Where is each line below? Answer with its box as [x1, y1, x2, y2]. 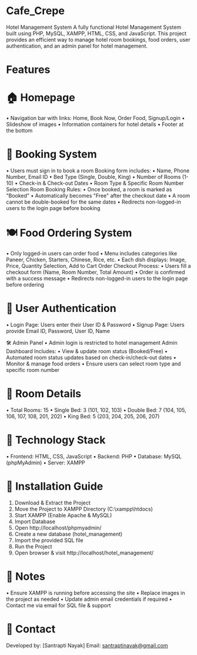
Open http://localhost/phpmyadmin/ [14, 524, 102, 531]
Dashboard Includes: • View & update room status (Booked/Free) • [6, 347, 168, 354]
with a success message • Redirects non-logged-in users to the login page [6, 275, 188, 282]
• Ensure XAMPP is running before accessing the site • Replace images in [6, 589, 185, 596]
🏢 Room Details [6, 387, 81, 401]
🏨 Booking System [6, 148, 97, 161]
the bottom [6, 127, 33, 134]
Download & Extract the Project [14, 499, 91, 506]
